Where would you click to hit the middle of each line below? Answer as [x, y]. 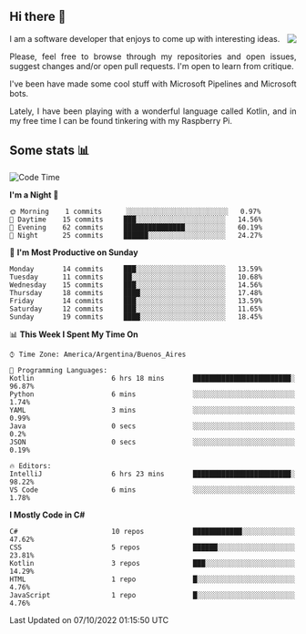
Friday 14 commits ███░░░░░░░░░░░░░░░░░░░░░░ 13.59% [136, 301]
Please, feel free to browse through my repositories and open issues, [153, 56]
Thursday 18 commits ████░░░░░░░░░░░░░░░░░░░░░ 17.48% [136, 292]
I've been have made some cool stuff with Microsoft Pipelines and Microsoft [153, 84]
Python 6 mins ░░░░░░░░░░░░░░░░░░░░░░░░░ [153, 394]
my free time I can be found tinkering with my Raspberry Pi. [121, 120]
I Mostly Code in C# [47, 515]
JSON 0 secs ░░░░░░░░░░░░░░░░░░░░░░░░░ [153, 442]
